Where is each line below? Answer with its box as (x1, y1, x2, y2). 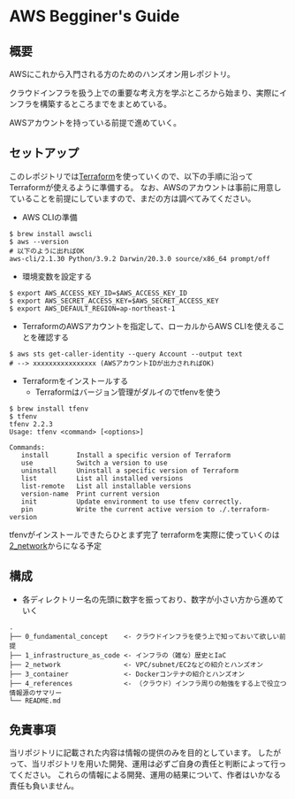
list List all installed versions (20, 473, 184, 483)
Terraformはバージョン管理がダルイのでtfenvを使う (34, 387, 223, 397)
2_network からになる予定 (9, 540, 102, 550)
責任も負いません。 (9, 780, 79, 791)
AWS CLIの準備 (21, 211, 78, 222)
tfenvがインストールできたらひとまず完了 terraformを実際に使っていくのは (9, 529, 280, 540)
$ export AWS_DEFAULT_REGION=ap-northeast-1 (9, 303, 176, 313)
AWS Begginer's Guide (9, 6, 180, 27)
